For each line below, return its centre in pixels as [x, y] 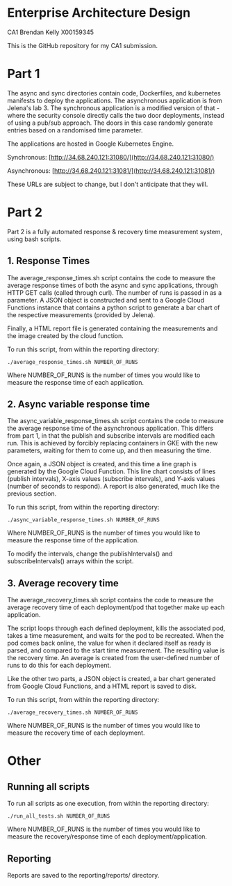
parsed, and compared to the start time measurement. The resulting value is [116, 650]
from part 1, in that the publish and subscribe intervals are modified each [111, 436]
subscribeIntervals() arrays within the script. [71, 561]
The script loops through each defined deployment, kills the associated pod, [116, 628]
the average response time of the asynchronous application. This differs [110, 428]
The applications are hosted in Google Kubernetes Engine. [91, 144]
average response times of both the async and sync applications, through [113, 285]
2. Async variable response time [79, 405]
